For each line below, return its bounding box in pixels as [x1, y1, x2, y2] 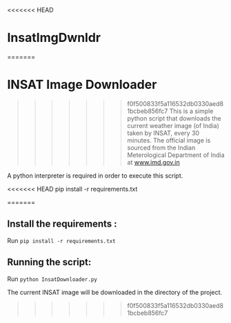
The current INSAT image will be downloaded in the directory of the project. [7, 288, 223, 296]
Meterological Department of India [127, 151, 225, 159]
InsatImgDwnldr [7, 30, 101, 45]
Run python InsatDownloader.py [7, 275, 98, 283]
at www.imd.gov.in [127, 158, 181, 166]
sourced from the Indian [127, 143, 196, 152]
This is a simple [169, 107, 214, 115]
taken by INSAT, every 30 [127, 129, 200, 137]
